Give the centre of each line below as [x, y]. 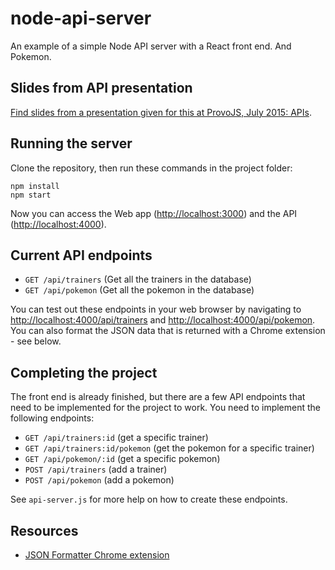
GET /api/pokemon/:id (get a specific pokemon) [122, 459]
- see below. [36, 341]
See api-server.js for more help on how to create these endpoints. [149, 499]
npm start [31, 195]
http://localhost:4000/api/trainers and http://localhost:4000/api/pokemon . [163, 320]
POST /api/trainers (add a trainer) [96, 469]
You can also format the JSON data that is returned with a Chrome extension [168, 331]
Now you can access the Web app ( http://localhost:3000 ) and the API [154, 213]
